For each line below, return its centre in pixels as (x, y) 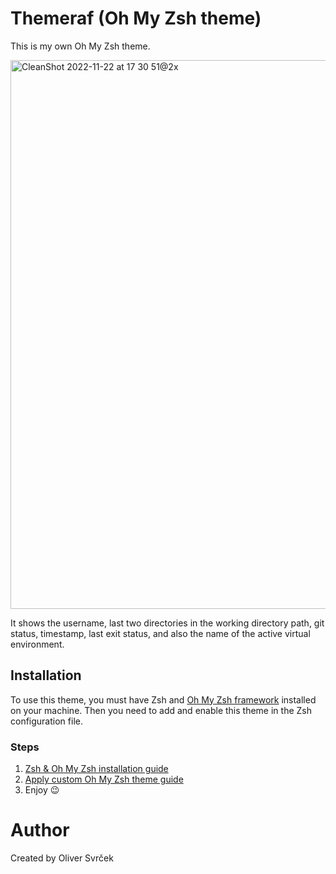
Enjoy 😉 (42, 790)
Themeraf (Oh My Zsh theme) (136, 18)
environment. (37, 644)
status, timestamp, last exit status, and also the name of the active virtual (160, 633)
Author (40, 830)
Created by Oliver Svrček (62, 858)
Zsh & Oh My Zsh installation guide (96, 769)
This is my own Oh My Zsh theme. (80, 46)
